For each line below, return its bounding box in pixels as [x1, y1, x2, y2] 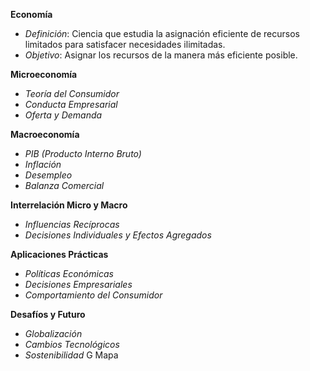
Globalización [24, 328, 83, 339]
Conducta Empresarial [24, 99, 118, 110]
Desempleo [24, 169, 73, 181]
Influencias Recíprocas [24, 219, 120, 230]
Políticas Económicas [24, 268, 114, 279]
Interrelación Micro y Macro [10, 199, 128, 211]
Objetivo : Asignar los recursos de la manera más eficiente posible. [24, 49, 298, 61]
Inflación [24, 159, 62, 170]
